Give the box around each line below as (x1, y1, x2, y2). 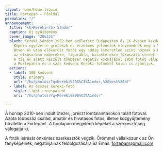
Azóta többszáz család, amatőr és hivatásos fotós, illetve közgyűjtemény (5, 116, 150, 121)
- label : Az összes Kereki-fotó (9, 84, 75, 89)
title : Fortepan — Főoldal (5, 12, 60, 17)
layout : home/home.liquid (5, 7, 57, 12)
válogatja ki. (5, 126, 29, 132)
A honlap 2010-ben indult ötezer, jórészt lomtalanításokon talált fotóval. (5, 110, 147, 117)
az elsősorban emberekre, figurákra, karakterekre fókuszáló (14, 52, 140, 57)
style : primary (14, 75, 45, 80)
